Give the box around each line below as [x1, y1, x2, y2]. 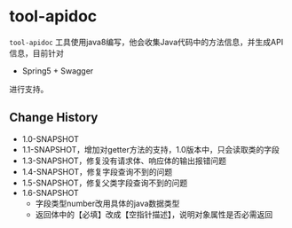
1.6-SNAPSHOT [21, 187, 80, 198]
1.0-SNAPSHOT [21, 133, 80, 144]
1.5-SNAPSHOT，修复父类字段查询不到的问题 [21, 177, 188, 188]
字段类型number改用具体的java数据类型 [35, 198, 180, 208]
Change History [9, 110, 99, 125]
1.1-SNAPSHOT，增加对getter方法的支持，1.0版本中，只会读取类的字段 [21, 144, 280, 154]
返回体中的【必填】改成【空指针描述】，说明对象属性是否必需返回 [35, 208, 273, 219]
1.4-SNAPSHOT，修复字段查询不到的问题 [21, 166, 173, 177]
